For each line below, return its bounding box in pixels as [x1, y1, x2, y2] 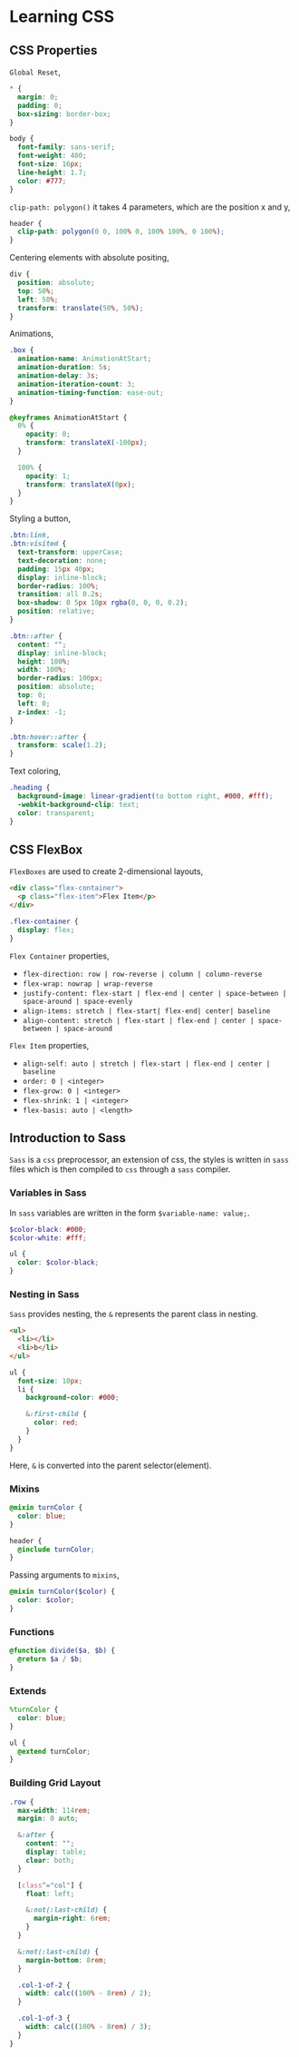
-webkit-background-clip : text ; [17, 800, 140, 809]
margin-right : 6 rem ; [33, 1914, 111, 1924]
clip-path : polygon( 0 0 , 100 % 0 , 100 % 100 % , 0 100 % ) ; [17, 227, 225, 237]
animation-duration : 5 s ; [17, 363, 111, 372]
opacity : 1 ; [25, 471, 71, 480]
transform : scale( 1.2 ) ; [17, 741, 107, 750]
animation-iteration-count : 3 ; [17, 379, 136, 389]
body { [9, 134, 34, 143]
